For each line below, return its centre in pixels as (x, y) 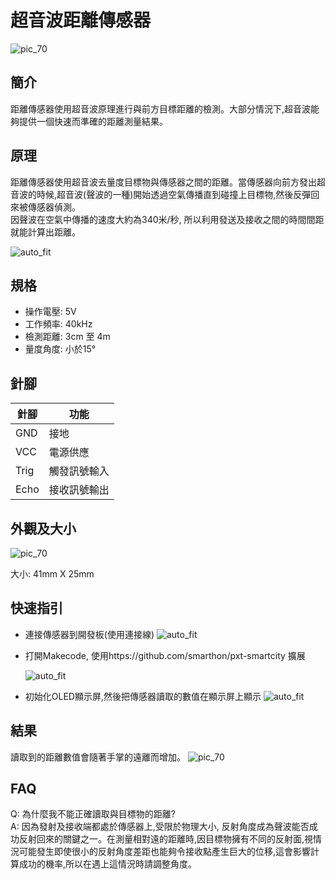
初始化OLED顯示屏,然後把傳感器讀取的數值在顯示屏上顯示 (143, 696)
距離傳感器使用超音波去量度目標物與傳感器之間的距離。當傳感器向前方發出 (163, 182)
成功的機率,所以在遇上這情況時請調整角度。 (108, 864)
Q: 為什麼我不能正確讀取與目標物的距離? (93, 814)
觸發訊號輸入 (79, 471)
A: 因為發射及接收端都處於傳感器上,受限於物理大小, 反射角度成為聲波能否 (160, 827)
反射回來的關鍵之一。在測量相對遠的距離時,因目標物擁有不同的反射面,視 (166, 839)
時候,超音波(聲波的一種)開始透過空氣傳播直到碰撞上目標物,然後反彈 (174, 194)
